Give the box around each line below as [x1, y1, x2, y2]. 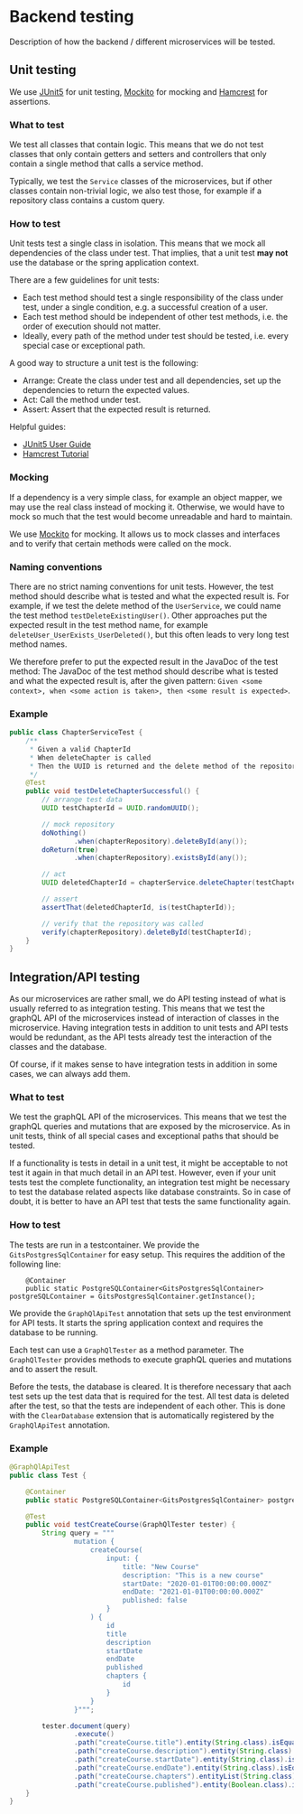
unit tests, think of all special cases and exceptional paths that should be [9, 1131, 280, 1142]
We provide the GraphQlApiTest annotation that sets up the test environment [9, 1307, 291, 1318]
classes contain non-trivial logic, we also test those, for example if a [9, 185, 262, 196]
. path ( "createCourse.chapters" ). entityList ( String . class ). [73, 1772, 300, 1781]
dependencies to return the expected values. [22, 385, 190, 396]
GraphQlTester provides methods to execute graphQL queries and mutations [9, 1353, 292, 1365]
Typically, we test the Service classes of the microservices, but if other [9, 176, 273, 187]
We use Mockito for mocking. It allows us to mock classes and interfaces [9, 528, 280, 539]
